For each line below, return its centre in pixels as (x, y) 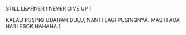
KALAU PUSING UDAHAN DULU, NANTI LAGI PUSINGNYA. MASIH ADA (93, 20)
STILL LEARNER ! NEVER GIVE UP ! (48, 9)
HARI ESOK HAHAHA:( (33, 26)
